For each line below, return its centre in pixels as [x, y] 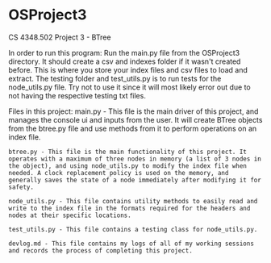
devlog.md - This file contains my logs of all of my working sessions [131, 244]
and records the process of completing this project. [101, 250]
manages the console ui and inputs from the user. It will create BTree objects [135, 119]
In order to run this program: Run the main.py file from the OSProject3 [124, 52]
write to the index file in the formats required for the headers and [129, 208]
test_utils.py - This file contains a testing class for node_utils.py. [133, 229]
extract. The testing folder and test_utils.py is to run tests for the [115, 78]
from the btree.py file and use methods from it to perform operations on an [133, 128]
